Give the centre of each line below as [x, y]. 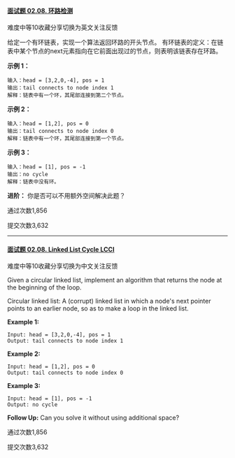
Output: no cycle [33, 405]
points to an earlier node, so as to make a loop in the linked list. [98, 308]
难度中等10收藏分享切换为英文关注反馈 [63, 27]
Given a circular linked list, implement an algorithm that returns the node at [115, 280]
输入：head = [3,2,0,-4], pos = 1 [56, 80]
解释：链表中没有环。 [33, 182]
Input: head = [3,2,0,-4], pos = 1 [59, 335]
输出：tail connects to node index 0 [60, 131]
